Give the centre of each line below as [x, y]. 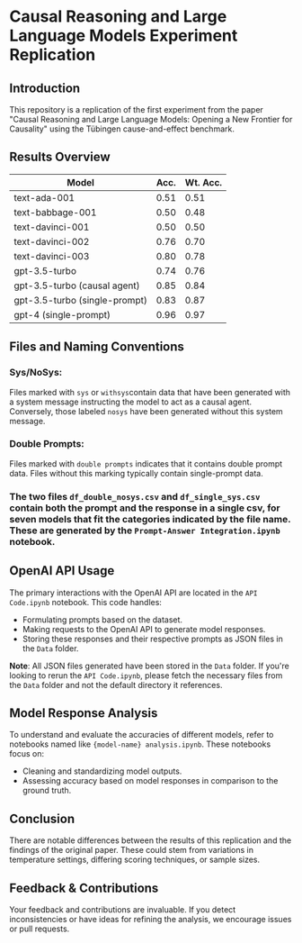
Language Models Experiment [124, 36]
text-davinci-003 [52, 256]
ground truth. [47, 791]
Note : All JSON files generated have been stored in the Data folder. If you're [149, 666]
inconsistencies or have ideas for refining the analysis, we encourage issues [151, 919]
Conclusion [42, 818]
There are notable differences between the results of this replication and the [151, 840]
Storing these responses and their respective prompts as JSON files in [152, 639]
